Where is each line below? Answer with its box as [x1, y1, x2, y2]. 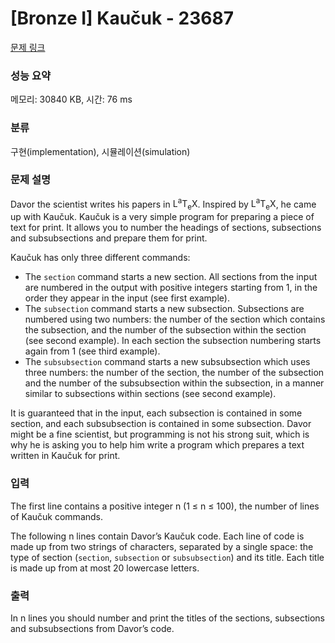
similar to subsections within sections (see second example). [24, 388, 277, 400]
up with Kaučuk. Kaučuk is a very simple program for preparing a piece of [10, 211, 315, 223]
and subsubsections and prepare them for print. [10, 232, 208, 244]
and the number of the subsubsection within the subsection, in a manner [24, 377, 325, 389]
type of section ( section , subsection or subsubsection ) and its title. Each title [10, 551, 325, 563]
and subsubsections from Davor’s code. [10, 622, 175, 634]
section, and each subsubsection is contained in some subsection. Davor [10, 418, 312, 430]
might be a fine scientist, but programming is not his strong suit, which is [10, 428, 310, 441]
